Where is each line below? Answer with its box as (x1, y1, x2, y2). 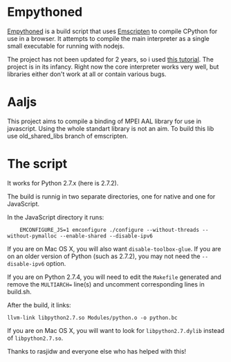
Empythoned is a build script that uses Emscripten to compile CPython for (7, 27, 218, 35)
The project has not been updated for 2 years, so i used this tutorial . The (7, 55, 214, 63)
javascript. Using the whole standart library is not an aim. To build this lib (7, 124, 214, 132)
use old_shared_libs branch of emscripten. (7, 132, 129, 140)
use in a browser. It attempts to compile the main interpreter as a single (7, 34, 210, 42)
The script (7, 156, 68, 172)
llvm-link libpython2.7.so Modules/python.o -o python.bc (7, 314, 178, 321)
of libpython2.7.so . (7, 334, 64, 342)
